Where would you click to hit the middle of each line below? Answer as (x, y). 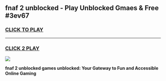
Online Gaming (21, 73)
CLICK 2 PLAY (22, 48)
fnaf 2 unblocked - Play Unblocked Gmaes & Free (82, 8)
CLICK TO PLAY (24, 30)
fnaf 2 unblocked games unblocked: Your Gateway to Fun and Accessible (82, 68)
